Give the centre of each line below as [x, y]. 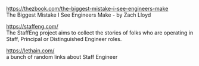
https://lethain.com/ [30, 51]
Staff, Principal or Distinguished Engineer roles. [64, 39]
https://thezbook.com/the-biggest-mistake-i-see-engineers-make [87, 9]
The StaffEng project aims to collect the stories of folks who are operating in [100, 33]
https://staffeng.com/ [32, 26]
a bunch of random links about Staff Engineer [62, 57]
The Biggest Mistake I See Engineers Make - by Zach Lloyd [79, 15]
